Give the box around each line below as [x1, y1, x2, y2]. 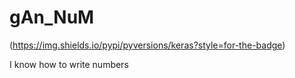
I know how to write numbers [9, 58, 129, 70]
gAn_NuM [9, 6, 95, 29]
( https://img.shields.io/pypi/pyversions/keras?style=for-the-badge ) [9, 39, 286, 51]
